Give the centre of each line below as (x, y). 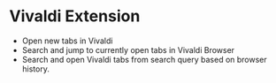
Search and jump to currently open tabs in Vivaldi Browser (128, 49)
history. (36, 69)
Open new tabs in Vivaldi (67, 41)
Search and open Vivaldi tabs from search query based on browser (144, 59)
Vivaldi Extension (75, 16)
